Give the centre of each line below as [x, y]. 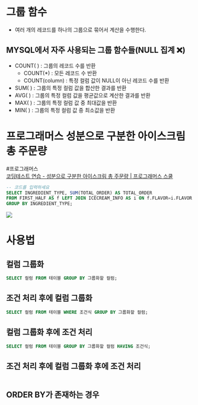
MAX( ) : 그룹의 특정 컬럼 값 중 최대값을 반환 [66, 103]
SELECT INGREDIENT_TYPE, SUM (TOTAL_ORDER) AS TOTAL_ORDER [79, 193]
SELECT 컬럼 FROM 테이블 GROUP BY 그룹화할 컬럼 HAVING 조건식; [79, 346]
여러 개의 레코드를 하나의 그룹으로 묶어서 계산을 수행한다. [80, 30]
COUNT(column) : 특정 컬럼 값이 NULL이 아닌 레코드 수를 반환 [96, 80]
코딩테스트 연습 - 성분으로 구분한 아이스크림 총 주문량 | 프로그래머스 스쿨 [90, 176]
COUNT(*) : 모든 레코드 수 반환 [60, 73]
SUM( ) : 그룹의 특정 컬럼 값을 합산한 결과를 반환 [71, 88]
